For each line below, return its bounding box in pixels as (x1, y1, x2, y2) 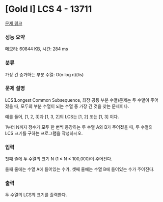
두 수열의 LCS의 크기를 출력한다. (5, 192, 67, 198)
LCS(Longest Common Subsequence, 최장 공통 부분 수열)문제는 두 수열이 (5, 97, 150, 103)
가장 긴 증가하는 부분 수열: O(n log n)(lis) (5, 71, 84, 77)
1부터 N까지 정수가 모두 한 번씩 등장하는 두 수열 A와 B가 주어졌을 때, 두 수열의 (5, 124, 153, 130)
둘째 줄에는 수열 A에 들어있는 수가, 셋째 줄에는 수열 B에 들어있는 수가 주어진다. (5, 166, 155, 173)
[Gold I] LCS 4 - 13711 (5, 3, 92, 15)
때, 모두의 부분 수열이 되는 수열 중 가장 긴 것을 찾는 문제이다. (14, 103, 129, 109)
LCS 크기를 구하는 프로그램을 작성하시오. (5, 130, 83, 136)
